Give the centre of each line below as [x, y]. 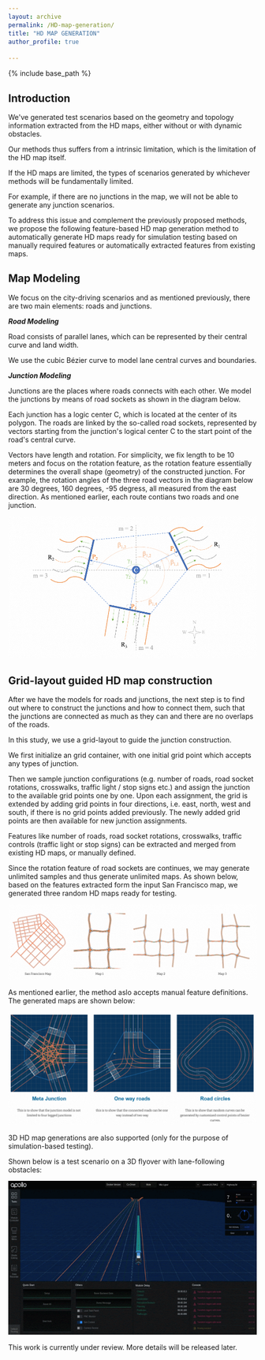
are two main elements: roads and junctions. [80, 306]
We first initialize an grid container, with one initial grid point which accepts [130, 755]
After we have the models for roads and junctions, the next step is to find [127, 700]
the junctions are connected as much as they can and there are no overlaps [131, 716]
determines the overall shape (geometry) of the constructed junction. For [127, 471]
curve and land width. [43, 345]
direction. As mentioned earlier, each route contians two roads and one [123, 496]
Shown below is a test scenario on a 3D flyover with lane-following [116, 1161]
